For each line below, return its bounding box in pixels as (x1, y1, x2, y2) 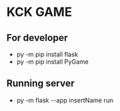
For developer (6, 32, 69, 44)
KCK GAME (6, 4, 72, 20)
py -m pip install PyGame (16, 58, 89, 66)
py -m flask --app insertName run (16, 96, 114, 104)
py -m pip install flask (16, 50, 78, 58)
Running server (6, 78, 75, 89)
